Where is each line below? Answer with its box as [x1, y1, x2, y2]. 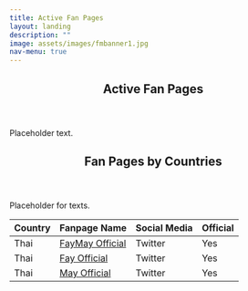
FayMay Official [58, 236, 127, 249]
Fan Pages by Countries [84, 153, 222, 169]
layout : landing [9, 22, 71, 31]
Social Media [135, 221, 193, 234]
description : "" [9, 30, 71, 39]
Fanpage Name [58, 221, 128, 234]
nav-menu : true [9, 47, 67, 57]
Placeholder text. [9, 127, 74, 138]
